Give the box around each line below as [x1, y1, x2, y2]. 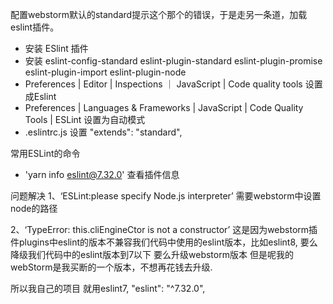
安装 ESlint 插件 [24, 43, 89, 54]
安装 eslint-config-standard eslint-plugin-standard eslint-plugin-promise [24, 55, 323, 67]
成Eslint [24, 91, 57, 102]
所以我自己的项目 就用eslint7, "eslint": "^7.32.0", [10, 283, 206, 294]
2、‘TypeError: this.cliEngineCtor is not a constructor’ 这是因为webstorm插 [10, 224, 318, 235]
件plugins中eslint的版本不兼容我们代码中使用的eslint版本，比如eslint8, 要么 [10, 236, 318, 248]
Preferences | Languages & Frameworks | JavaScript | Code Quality [24, 102, 304, 113]
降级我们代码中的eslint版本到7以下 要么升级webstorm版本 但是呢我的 [10, 249, 294, 260]
